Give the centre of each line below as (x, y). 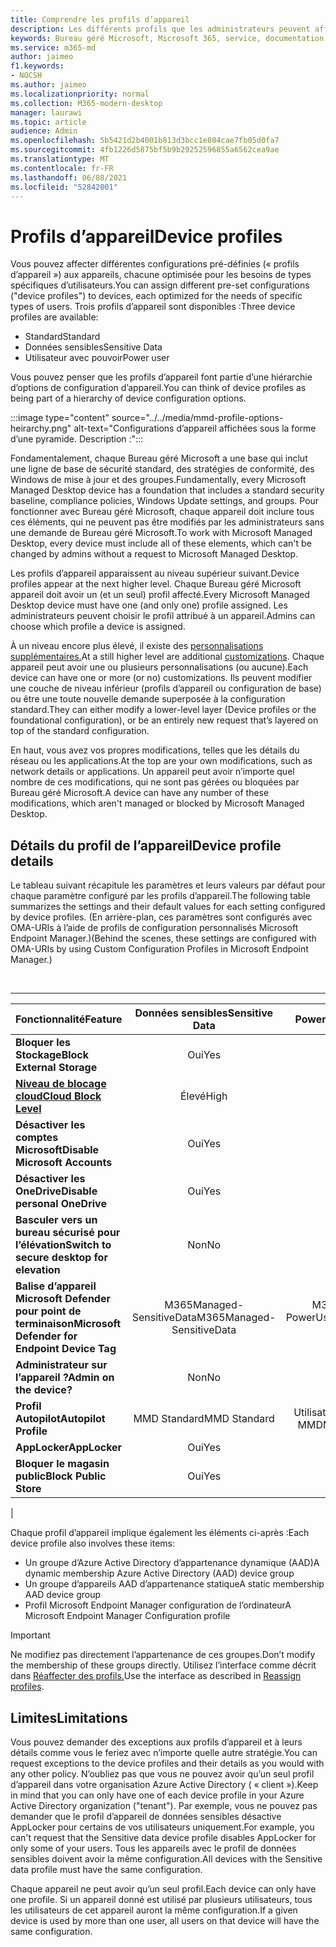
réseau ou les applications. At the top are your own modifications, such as (161, 761)
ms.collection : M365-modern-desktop (86, 103)
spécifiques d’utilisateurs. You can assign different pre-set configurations (160, 285)
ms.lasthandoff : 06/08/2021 (69, 177)
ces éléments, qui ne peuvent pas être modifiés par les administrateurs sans (167, 522)
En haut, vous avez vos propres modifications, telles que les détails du (155, 750)
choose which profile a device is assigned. (98, 627)
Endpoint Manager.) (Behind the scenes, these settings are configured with (163, 938)
